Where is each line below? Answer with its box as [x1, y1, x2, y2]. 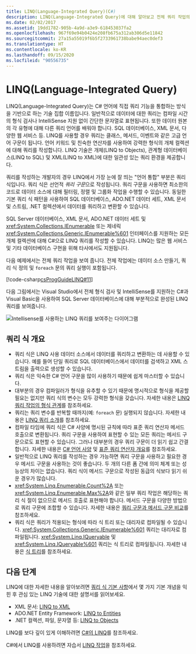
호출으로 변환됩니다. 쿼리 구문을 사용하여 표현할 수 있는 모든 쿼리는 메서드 [14, 431, 181, 438]
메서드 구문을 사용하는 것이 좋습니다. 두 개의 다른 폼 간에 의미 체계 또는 [20, 460, 181, 467]
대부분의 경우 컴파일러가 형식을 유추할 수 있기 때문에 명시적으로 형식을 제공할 [14, 387, 190, 394]
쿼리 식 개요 [6, 334, 45, 344]
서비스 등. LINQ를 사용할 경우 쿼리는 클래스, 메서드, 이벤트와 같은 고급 [23, 132, 181, 139]
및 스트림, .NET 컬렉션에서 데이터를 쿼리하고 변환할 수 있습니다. [6, 203, 150, 210]
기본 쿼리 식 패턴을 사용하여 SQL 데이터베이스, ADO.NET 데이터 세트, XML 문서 [6, 195, 186, 202]
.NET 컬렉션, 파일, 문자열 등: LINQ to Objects [14, 617, 118, 624]
